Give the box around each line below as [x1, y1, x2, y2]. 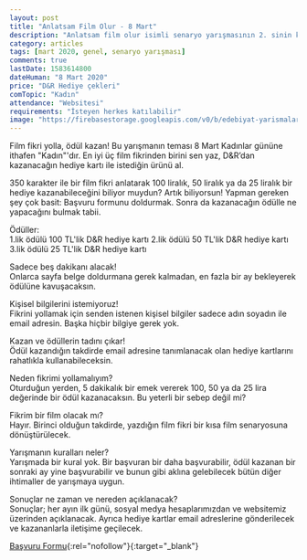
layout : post [9, 13, 59, 23]
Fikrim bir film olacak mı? [9, 410, 103, 421]
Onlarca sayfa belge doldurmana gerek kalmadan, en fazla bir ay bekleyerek [9, 271, 297, 282]
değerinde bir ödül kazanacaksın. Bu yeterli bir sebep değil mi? [9, 392, 247, 403]
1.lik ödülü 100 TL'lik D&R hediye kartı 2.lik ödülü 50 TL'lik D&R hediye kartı [9, 234, 290, 245]
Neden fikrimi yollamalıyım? [9, 373, 113, 384]
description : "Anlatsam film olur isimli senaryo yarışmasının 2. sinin [9, 30, 292, 39]
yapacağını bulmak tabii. [9, 206, 101, 217]
